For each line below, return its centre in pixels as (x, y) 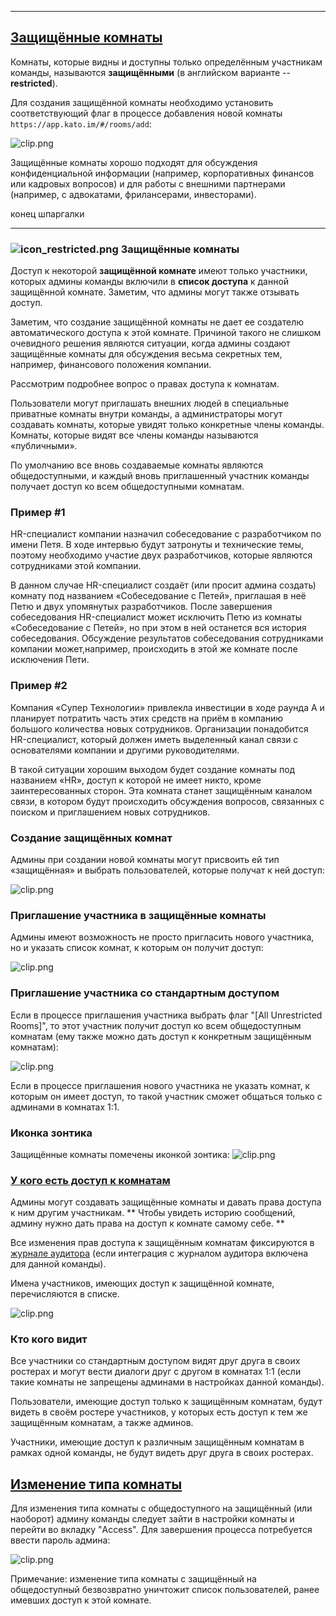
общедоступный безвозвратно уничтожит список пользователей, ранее (165, 1590)
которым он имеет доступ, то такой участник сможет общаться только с (166, 1096)
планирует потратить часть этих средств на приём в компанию (147, 718)
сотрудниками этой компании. (76, 566)
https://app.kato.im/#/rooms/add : (81, 123)
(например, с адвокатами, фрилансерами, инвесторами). (133, 194)
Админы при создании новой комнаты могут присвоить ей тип (145, 859)
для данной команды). (58, 1264)
